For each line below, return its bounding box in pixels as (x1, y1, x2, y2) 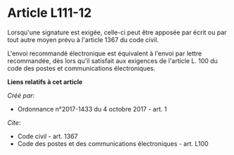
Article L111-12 (7, 5, 92, 21)
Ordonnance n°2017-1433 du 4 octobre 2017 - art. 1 (17, 105, 167, 113)
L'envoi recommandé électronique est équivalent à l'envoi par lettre (7, 49, 202, 58)
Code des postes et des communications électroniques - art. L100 (17, 139, 209, 148)
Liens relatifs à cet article (7, 77, 83, 86)
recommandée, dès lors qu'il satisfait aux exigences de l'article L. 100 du (7, 56, 218, 65)
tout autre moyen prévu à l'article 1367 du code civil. (7, 35, 160, 43)
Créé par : (7, 91, 35, 100)
